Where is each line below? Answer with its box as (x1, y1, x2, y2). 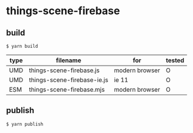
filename (55, 56, 81, 64)
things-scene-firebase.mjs (28, 86, 105, 93)
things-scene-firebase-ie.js (28, 76, 109, 84)
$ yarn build (6, 43, 38, 49)
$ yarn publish (6, 121, 44, 127)
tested (165, 56, 185, 64)
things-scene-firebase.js (28, 66, 100, 74)
